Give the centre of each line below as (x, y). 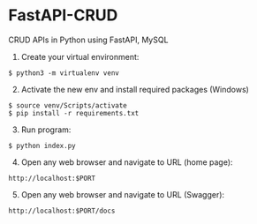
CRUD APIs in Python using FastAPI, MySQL (88, 40)
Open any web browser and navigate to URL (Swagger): (123, 194)
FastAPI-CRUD (63, 15)
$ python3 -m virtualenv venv (64, 73)
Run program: (46, 130)
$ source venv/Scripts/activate (68, 105)
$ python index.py (42, 146)
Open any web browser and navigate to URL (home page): (127, 162)
